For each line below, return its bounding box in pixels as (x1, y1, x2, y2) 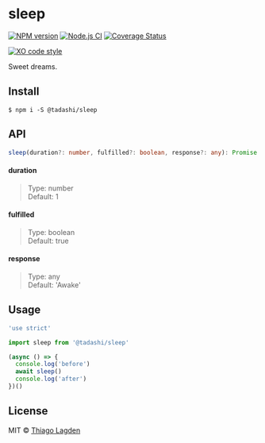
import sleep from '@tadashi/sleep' (8, 338, 129, 346)
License (8, 404, 48, 418)
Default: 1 (27, 191, 60, 201)
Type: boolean (27, 227, 75, 237)
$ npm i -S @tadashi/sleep (8, 106, 98, 114)
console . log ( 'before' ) (15, 360, 90, 368)
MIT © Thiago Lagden (8, 426, 81, 435)
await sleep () (15, 368, 62, 376)
